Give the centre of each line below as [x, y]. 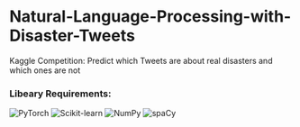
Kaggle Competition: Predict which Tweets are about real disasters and [141, 60]
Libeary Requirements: [60, 94]
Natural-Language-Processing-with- [150, 17]
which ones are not [45, 70]
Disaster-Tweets [72, 36]
